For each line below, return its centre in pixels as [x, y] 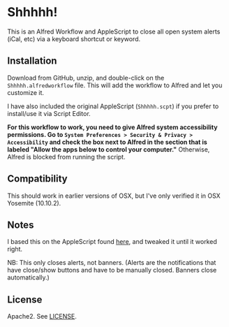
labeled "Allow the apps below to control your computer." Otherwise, [109, 149]
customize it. [25, 92]
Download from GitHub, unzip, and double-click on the [86, 78]
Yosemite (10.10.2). [34, 203]
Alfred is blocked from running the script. [66, 157]
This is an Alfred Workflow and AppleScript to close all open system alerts [114, 31]
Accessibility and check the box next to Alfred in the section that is [107, 142]
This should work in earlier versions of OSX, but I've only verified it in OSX [114, 196]
